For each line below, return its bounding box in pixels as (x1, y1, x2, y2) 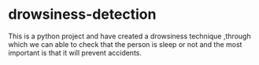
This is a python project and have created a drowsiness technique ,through (8, 31, 251, 41)
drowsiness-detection (8, 5, 157, 23)
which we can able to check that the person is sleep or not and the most (8, 39, 242, 49)
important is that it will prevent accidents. (8, 48, 142, 57)
